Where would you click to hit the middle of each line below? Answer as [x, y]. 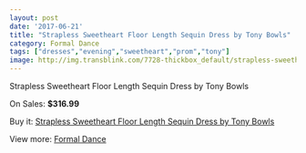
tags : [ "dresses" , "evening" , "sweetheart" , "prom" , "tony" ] [120, 52]
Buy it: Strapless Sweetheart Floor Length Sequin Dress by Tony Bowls [142, 121]
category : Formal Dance [55, 43]
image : [22, 60]
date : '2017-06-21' [46, 26]
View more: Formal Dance [58, 139]
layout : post [34, 18]
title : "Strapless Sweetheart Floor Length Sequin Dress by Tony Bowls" [150, 35]
